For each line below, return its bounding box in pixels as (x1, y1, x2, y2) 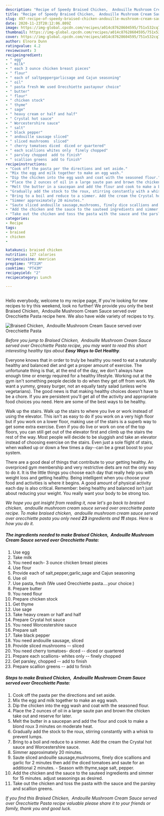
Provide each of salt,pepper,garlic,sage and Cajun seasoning (12, 570, 135, 576)
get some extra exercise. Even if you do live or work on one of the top (5, 424, 146, 430)
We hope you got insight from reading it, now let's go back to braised (5, 500, 145, 506)
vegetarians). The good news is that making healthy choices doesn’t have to (5, 388, 159, 394)
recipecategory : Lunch (5, 275, 52, 280)
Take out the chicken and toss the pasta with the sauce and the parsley (12, 780, 156, 787)
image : (5, 25, 19, 30)
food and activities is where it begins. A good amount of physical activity (5, 480, 151, 486)
